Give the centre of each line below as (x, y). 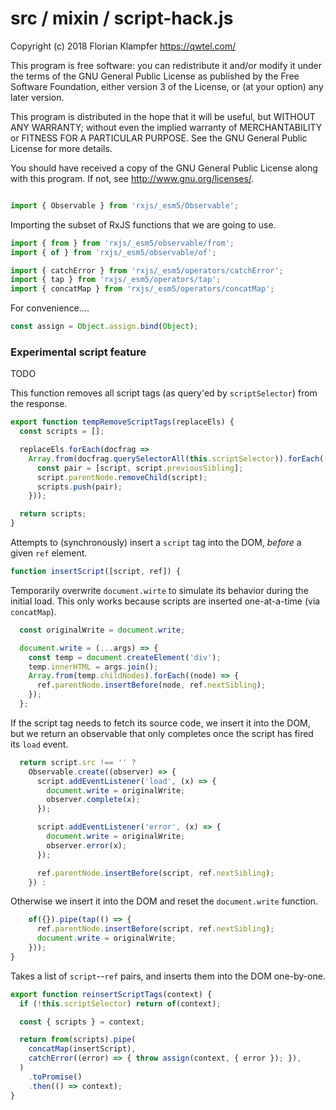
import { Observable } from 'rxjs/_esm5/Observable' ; (125, 205)
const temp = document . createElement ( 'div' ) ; (125, 657)
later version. (37, 97)
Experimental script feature (78, 352)
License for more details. (61, 148)
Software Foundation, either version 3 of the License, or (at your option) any (167, 86)
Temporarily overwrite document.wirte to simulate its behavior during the (159, 590)
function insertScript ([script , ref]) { (96, 572)
